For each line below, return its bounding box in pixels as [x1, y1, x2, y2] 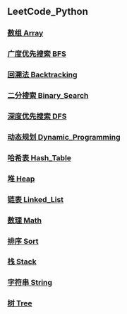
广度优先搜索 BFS [7, 49, 67, 59]
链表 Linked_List [7, 194, 64, 204]
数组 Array [7, 28, 44, 38]
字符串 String [7, 278, 53, 288]
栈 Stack [7, 257, 37, 267]
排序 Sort [7, 236, 39, 246]
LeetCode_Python [7, 6, 88, 18]
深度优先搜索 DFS [7, 111, 67, 121]
